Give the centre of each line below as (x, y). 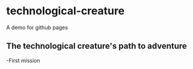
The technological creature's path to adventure (97, 46)
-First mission (23, 60)
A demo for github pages (37, 27)
